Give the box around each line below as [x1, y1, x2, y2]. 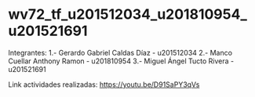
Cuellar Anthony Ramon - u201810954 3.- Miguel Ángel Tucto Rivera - [8, 56, 234, 66]
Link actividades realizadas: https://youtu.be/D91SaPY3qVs [8, 80, 200, 89]
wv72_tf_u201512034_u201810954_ [8, 5, 247, 23]
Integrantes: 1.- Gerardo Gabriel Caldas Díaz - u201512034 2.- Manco [8, 48, 233, 57]
